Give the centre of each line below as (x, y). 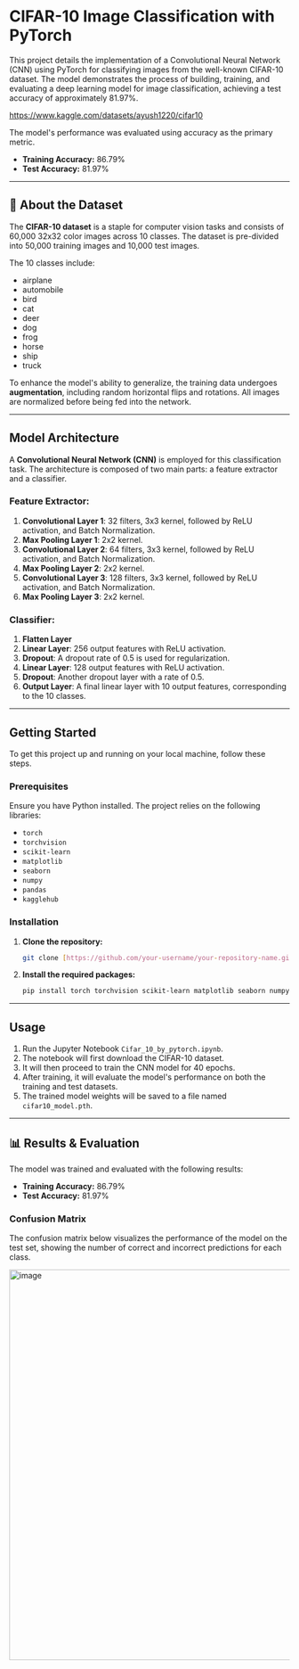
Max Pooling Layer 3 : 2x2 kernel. (83, 596)
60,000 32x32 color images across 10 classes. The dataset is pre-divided (144, 236)
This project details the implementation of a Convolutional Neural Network (145, 60)
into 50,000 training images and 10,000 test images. (105, 245)
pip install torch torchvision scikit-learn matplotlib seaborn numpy (156, 991)
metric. (22, 142)
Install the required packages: (79, 974)
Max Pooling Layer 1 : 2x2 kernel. (82, 539)
